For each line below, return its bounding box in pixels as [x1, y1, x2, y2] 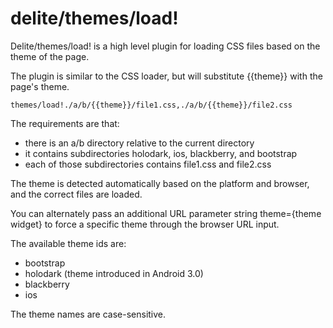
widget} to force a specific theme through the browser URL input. [10, 218, 280, 230]
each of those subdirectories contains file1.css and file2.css [24, 158, 272, 170]
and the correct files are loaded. [10, 188, 143, 200]
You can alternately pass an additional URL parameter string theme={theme [10, 207, 322, 219]
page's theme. [10, 80, 70, 92]
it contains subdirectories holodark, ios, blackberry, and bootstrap [24, 147, 298, 159]
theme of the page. [10, 50, 90, 62]
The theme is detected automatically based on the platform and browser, [10, 177, 310, 189]
